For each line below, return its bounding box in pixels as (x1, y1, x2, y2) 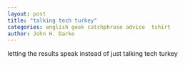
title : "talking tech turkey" (7, 17, 98, 24)
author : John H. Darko (7, 30, 75, 37)
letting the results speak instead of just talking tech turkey (7, 49, 179, 58)
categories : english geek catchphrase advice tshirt (7, 23, 171, 30)
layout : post (7, 10, 46, 18)
